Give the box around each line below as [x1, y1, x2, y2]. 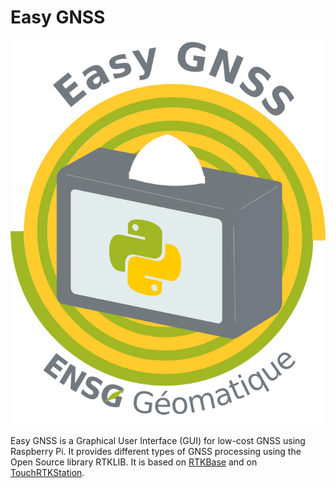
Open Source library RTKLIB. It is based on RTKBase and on [10, 456, 258, 468]
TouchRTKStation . [10, 466, 85, 478]
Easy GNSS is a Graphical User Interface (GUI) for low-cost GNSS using [10, 434, 306, 446]
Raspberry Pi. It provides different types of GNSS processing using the [10, 445, 302, 457]
